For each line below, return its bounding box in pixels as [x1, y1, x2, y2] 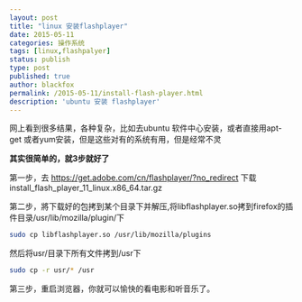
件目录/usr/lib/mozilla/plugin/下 [9, 213, 124, 224]
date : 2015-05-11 [9, 30, 75, 39]
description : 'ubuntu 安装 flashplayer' [9, 96, 160, 106]
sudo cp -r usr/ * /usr [9, 266, 95, 275]
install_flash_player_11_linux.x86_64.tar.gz [9, 182, 163, 194]
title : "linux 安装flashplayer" [9, 22, 128, 31]
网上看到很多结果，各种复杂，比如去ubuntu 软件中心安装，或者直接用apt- [9, 123, 282, 133]
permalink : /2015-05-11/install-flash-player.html [9, 88, 204, 97]
